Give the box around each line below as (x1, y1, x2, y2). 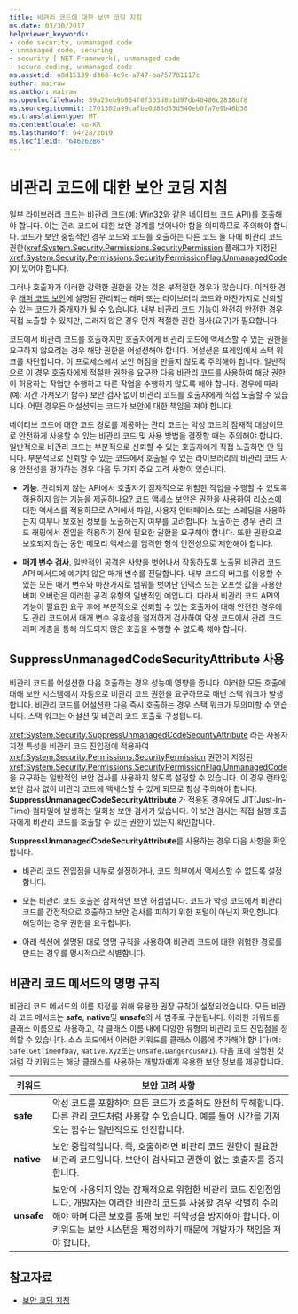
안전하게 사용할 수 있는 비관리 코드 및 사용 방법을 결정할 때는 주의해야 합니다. (18, 430, 284, 440)
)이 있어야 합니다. (9, 263, 69, 273)
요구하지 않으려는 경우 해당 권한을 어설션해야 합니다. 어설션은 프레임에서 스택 (9, 344, 275, 355)
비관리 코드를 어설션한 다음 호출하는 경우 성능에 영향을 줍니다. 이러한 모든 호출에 (9, 677, 286, 688)
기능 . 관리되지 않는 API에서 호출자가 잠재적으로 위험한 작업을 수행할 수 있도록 (21, 482, 288, 493)
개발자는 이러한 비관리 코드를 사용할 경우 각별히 (73, 1197, 260, 1209)
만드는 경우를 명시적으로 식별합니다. (21, 947, 146, 958)
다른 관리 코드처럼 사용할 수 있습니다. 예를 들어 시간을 (51, 1111, 262, 1123)
